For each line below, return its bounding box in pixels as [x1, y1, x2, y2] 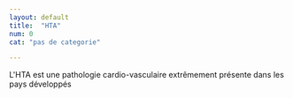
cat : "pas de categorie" [9, 37, 101, 47]
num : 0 [9, 29, 34, 38]
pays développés [9, 79, 73, 89]
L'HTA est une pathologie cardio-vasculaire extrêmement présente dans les [9, 70, 285, 80]
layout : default [9, 12, 69, 22]
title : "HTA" [9, 21, 62, 30]
